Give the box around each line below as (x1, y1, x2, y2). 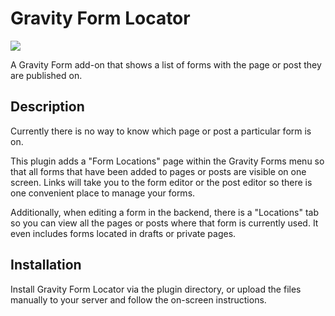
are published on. (10, 69, 83, 81)
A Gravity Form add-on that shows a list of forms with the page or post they (10, 58, 322, 71)
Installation (10, 257, 82, 274)
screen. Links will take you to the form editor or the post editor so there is (10, 176, 313, 188)
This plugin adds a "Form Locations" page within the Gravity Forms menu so (10, 155, 325, 167)
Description (10, 98, 85, 116)
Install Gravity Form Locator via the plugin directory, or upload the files (10, 283, 302, 295)
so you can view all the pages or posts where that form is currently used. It (10, 217, 319, 229)
